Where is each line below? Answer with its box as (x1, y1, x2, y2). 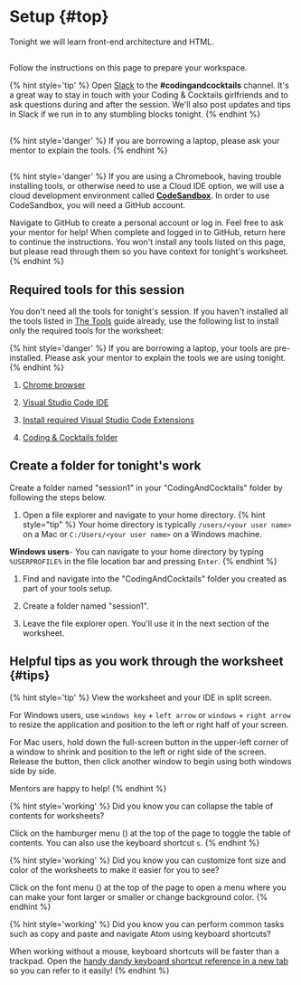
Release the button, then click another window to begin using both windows (9, 755, 292, 766)
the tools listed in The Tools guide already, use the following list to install (9, 315, 279, 327)
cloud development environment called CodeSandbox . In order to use (9, 190, 270, 201)
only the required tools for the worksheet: (9, 325, 165, 336)
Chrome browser (22, 379, 86, 390)
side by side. (9, 765, 57, 776)
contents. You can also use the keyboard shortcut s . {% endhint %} (9, 837, 260, 848)
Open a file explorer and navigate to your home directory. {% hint (22, 509, 266, 520)
